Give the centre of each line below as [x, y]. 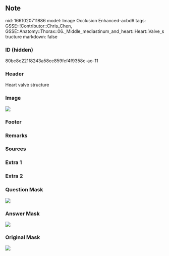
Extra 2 [14, 176]
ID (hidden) [19, 50]
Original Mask [23, 237]
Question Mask [24, 190]
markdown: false [40, 36]
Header [15, 74]
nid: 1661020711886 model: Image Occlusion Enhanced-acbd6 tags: [76, 20]
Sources [16, 149]
